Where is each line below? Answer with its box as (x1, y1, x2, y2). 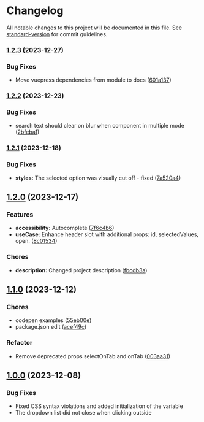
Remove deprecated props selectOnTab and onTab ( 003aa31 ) (15, 352, 170, 359)
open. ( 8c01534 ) (15, 237, 58, 245)
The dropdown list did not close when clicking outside (15, 409, 152, 416)
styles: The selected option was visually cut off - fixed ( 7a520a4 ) (15, 174, 181, 182)
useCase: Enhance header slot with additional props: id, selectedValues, (15, 231, 199, 238)
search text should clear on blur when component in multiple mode (15, 122, 185, 129)
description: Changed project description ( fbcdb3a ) (15, 266, 148, 274)
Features (6, 210, 34, 218)
